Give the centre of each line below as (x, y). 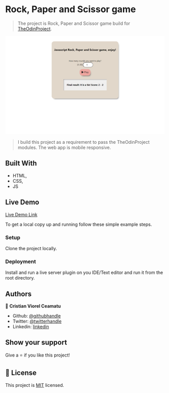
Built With (21, 163)
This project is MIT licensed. (35, 385)
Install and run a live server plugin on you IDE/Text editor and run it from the (84, 272)
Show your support (36, 343)
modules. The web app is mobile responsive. (64, 147)
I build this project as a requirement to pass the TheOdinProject (84, 142)
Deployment (21, 261)
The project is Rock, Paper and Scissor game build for (74, 23)
